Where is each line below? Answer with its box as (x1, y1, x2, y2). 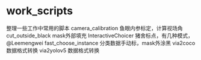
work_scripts (6, 4, 73, 18)
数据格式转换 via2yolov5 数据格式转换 (6, 46, 100, 54)
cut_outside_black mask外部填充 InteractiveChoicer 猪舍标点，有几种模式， (6, 31, 194, 39)
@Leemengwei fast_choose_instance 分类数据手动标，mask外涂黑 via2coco (6, 39, 196, 46)
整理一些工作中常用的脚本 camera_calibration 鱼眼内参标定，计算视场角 (6, 24, 183, 31)
